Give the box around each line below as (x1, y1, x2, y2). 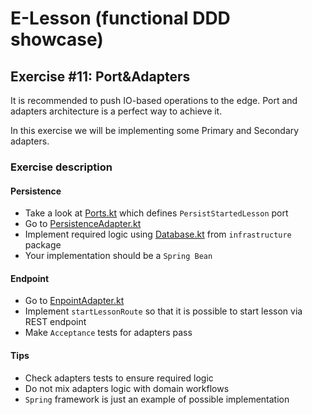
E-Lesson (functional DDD (10, 7, 231, 30)
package (24, 239, 62, 251)
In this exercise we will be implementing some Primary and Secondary (10, 125, 300, 136)
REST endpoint (24, 316, 87, 328)
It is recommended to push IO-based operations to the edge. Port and (10, 95, 298, 106)
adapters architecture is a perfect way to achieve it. (10, 105, 223, 117)
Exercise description (10, 160, 113, 174)
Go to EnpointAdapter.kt (24, 295, 125, 307)
